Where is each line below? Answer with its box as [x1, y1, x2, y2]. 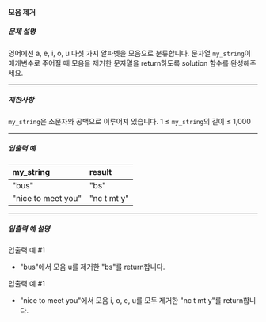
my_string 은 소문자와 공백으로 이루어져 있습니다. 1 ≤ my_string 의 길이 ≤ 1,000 [8, 116, 251, 126]
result [89, 166, 112, 177]
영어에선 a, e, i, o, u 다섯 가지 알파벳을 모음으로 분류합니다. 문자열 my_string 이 [8, 48, 251, 58]
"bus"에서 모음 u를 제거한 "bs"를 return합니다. [19, 262, 165, 272]
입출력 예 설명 [8, 224, 50, 233]
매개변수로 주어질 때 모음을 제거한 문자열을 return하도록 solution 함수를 [8, 58, 230, 67]
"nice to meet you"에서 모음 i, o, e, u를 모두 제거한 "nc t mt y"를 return [19, 296, 244, 305]
